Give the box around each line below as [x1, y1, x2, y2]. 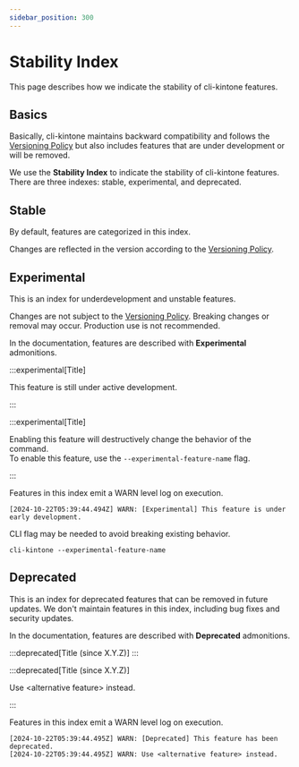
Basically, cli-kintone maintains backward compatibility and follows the [9, 131, 270, 141]
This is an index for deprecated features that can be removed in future [9, 593, 269, 604]
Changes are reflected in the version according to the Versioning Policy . [9, 243, 275, 255]
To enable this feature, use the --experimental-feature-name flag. [9, 453, 251, 464]
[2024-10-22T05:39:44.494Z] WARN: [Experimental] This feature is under [9, 505, 286, 514]
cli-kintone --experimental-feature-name [9, 546, 167, 555]
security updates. [9, 612, 74, 623]
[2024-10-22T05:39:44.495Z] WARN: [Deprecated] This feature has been [9, 734, 278, 743]
